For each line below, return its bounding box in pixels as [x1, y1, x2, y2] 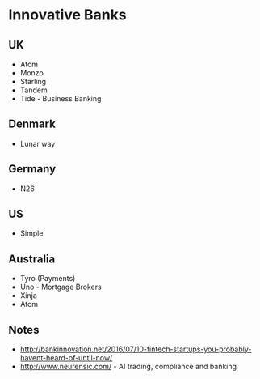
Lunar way [19, 138, 56, 148]
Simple [19, 228, 44, 238]
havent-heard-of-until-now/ [19, 353, 113, 363]
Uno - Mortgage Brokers [19, 282, 103, 292]
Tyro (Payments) [19, 274, 76, 283]
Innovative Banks [8, 6, 127, 24]
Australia [8, 252, 56, 266]
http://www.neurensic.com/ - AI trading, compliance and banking [19, 362, 237, 372]
